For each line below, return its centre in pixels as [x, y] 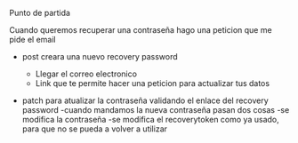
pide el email [32, 40]
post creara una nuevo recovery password [100, 56]
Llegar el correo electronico [86, 74]
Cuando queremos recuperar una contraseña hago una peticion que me [141, 30]
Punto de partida [40, 13]
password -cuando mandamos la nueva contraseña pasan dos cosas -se [156, 110]
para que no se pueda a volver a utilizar [94, 129]
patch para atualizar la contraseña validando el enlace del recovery [145, 100]
